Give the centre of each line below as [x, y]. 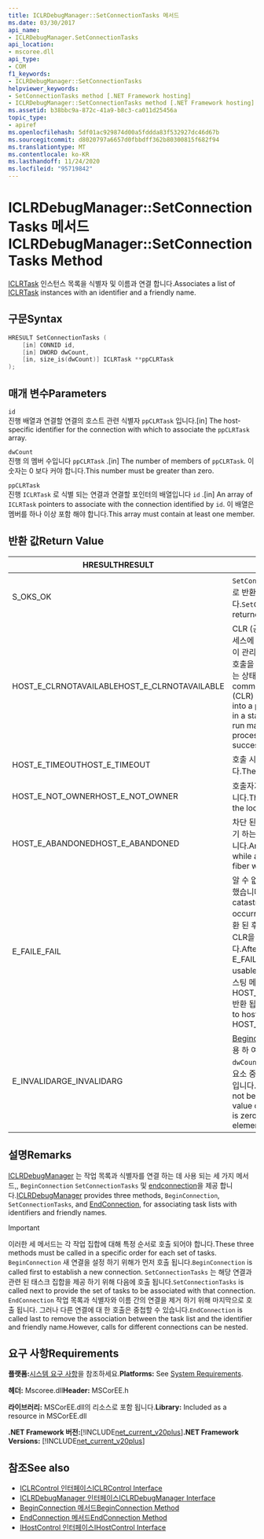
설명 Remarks [40, 1155]
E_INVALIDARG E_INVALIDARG [68, 1081]
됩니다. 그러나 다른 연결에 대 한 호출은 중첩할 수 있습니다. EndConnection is [130, 1309]
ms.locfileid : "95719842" [50, 169]
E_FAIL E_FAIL [37, 951]
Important [24, 1228]
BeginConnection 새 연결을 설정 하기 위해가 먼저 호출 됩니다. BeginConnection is [130, 1262]
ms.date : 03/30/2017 [42, 23]
